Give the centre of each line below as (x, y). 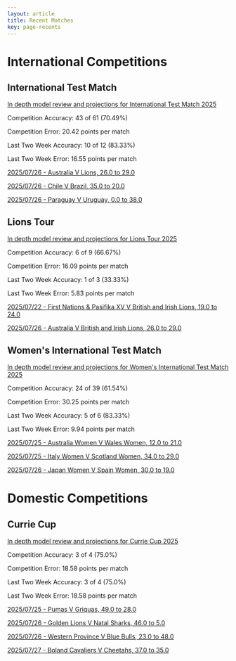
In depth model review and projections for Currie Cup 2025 (93, 541)
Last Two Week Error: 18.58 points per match (72, 596)
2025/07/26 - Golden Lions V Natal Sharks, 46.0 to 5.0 (86, 623)
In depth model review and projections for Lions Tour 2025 (92, 239)
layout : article (31, 14)
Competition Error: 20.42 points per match (68, 131)
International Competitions (87, 62)
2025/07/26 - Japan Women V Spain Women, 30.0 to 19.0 (91, 470)
